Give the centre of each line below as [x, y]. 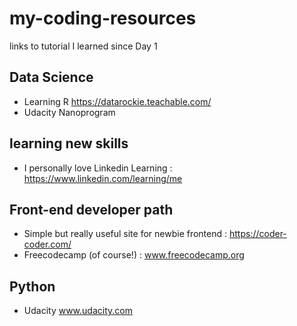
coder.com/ [47, 244]
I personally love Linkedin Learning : [98, 168]
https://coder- [257, 234]
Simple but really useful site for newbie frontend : [125, 234]
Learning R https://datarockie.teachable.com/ [117, 101]
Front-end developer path [91, 209]
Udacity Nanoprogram [69, 112]
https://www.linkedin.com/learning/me [103, 178]
